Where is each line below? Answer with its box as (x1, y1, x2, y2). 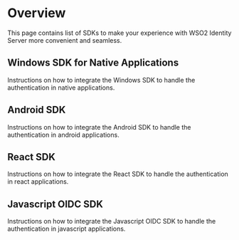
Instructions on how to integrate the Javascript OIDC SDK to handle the (7, 217, 216, 226)
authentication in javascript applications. (7, 224, 126, 233)
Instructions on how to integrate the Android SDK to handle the (7, 122, 191, 131)
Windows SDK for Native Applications (7, 57, 179, 69)
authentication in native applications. (7, 83, 115, 92)
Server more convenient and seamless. (7, 36, 122, 44)
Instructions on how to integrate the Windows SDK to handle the (7, 75, 196, 84)
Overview (7, 5, 66, 21)
